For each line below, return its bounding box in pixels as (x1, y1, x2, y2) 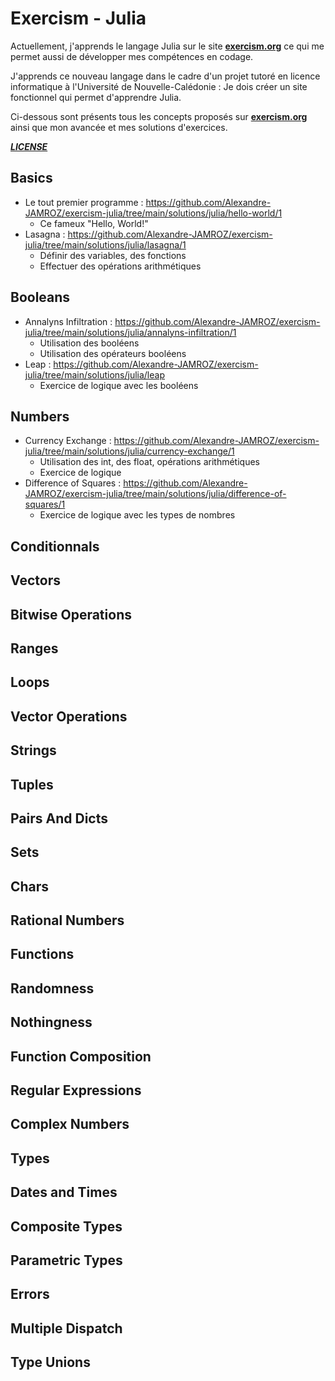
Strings (10, 742, 57, 759)
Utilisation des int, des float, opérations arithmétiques (39, 456, 260, 468)
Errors (10, 1286, 50, 1303)
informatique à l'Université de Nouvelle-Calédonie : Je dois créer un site (10, 80, 308, 92)
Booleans (10, 289, 71, 306)
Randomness (10, 980, 95, 997)
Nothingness (10, 1014, 93, 1031)
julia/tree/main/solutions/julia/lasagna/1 (24, 238, 187, 251)
